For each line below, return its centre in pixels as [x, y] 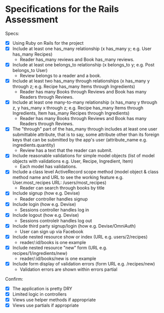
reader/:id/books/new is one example [58, 258]
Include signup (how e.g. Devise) [46, 193]
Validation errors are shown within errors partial [69, 269]
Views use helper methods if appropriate [54, 300]
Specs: [12, 33]
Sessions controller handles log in [54, 210]
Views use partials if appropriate [45, 306]
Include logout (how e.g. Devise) [46, 215]
